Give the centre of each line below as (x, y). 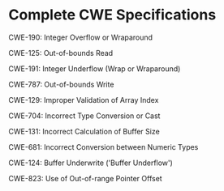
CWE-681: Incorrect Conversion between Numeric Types (103, 146)
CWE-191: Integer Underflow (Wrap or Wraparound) (95, 68)
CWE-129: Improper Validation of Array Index (84, 100)
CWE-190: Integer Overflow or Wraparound (80, 37)
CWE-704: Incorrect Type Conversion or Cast (84, 116)
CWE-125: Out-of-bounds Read (61, 53)
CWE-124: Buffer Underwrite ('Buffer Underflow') (90, 163)
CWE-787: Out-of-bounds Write (61, 84)
